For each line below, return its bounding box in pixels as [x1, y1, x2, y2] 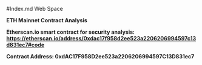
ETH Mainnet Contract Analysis [6, 17, 88, 23]
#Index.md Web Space [6, 5, 64, 12]
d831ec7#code [6, 42, 45, 48]
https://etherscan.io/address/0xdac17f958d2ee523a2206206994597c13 [6, 35, 197, 42]
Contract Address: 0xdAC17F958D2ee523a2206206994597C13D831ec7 [6, 53, 195, 60]
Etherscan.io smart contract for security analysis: [6, 28, 135, 36]
